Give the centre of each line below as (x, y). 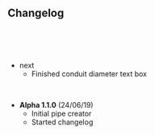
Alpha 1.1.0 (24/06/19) (56, 104)
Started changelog (62, 122)
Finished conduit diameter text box (89, 74)
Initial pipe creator (61, 113)
